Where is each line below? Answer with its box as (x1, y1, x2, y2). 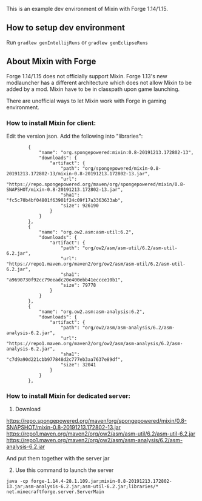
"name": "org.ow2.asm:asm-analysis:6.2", (38, 309, 146, 315)
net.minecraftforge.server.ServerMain (6, 489, 104, 495)
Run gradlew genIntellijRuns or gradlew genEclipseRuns (6, 39, 149, 46)
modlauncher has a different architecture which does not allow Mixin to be (6, 79, 192, 86)
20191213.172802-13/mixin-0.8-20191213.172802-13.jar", (6, 170, 150, 177)
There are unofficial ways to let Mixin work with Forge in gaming (6, 97, 167, 104)
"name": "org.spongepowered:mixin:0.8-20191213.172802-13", (38, 149, 194, 155)
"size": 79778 (60, 282, 96, 288)
